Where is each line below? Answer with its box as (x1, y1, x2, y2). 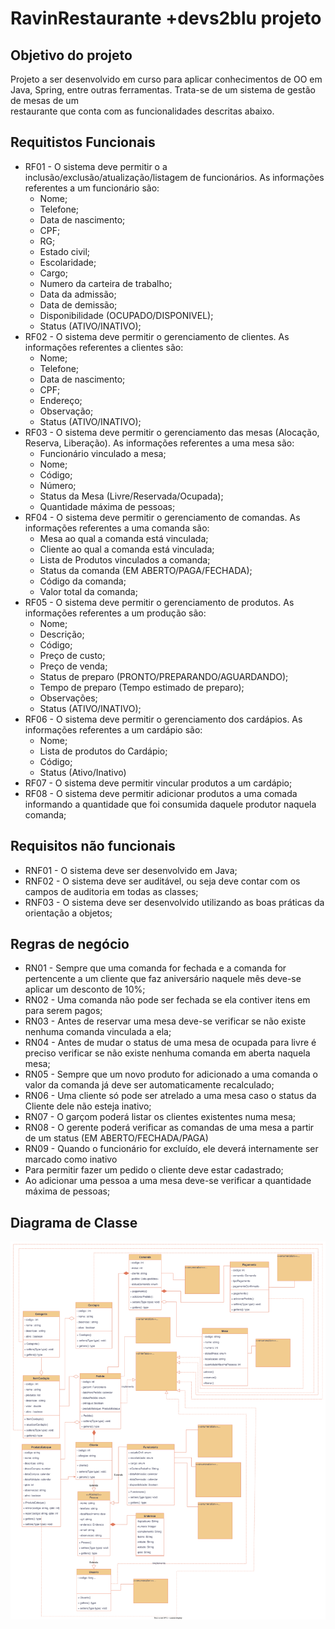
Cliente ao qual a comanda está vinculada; (39, 543, 215, 555)
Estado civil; (39, 245, 91, 257)
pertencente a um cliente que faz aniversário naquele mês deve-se (24, 973, 302, 985)
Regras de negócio (10, 936, 130, 953)
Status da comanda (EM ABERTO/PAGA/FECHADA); (39, 564, 253, 576)
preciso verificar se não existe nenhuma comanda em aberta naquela (24, 1047, 311, 1059)
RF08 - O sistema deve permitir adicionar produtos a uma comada (24, 787, 298, 799)
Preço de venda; (39, 660, 108, 672)
